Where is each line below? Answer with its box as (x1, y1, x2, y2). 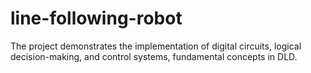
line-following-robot (10, 7, 183, 30)
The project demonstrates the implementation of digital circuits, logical (10, 40, 302, 52)
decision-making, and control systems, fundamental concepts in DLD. (10, 50, 298, 62)
